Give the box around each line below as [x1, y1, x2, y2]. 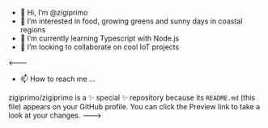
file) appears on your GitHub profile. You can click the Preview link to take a [8, 102, 261, 111]
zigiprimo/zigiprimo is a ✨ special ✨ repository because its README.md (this [8, 93, 256, 102]
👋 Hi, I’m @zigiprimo [19, 8, 88, 17]
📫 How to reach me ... [19, 74, 96, 83]
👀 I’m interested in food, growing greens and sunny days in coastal [19, 16, 243, 26]
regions [19, 25, 46, 34]
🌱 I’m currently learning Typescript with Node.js [19, 33, 180, 43]
